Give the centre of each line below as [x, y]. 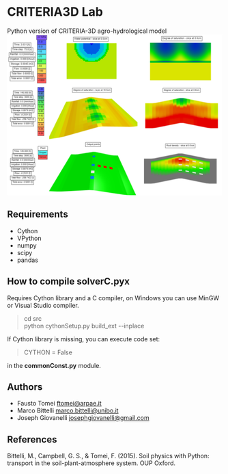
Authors [25, 387]
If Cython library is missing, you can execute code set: [84, 339]
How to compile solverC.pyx [68, 281]
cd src [33, 318]
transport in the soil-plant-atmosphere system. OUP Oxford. [91, 463]
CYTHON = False [48, 352]
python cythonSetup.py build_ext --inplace [84, 326]
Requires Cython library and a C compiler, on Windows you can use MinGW [113, 298]
